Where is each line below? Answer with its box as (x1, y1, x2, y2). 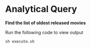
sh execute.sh (5, 39, 35, 44)
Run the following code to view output (5, 29, 83, 35)
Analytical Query (5, 3, 77, 15)
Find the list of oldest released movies (5, 20, 86, 26)
